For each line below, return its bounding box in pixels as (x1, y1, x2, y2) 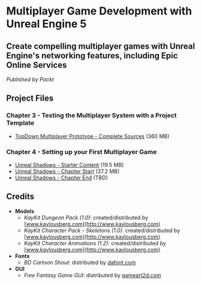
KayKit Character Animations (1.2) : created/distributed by (23, 239, 166, 246)
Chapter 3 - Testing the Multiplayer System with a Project (6, 111, 177, 120)
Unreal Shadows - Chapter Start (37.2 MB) (14, 168, 120, 175)
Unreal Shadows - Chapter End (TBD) (14, 174, 108, 181)
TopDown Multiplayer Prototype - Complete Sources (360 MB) (14, 133, 170, 140)
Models (14, 207, 35, 215)
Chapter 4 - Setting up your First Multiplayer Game (6, 148, 157, 156)
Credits (6, 192, 35, 202)
